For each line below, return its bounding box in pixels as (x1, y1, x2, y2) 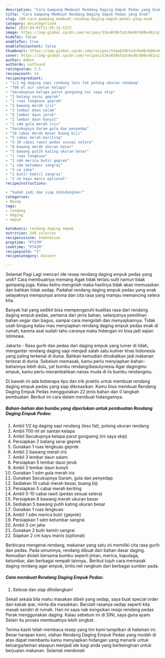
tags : (5, 204, 17, 209)
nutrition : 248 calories (5, 231, 56, 236)
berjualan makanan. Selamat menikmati (5, 648, 85, 654)
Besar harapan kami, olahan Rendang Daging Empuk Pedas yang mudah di (5, 632, 156, 638)
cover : (5, 53, 19, 58)
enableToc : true (5, 39, 39, 44)
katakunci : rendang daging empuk (5, 226, 74, 231)
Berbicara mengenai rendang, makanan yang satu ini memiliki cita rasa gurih (5, 542, 160, 548)
